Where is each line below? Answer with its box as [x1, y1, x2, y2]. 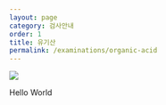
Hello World [9, 87, 53, 98]
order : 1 [9, 29, 42, 38]
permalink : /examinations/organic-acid [9, 46, 158, 55]
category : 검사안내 [9, 21, 74, 30]
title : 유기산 [9, 37, 56, 47]
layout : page [9, 12, 58, 22]
